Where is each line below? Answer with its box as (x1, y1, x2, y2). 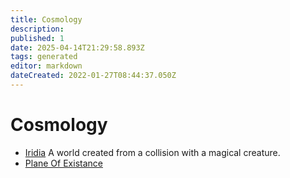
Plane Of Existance (24, 157, 103, 169)
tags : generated (10, 52, 78, 62)
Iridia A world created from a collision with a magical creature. (24, 146, 281, 158)
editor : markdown (10, 61, 83, 71)
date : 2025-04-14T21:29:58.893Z (10, 42, 145, 53)
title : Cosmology (10, 14, 83, 25)
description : (10, 24, 65, 34)
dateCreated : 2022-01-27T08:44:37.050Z (10, 71, 177, 81)
